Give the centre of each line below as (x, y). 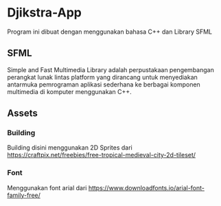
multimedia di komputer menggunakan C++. (69, 91)
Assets (22, 114)
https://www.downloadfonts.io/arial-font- (146, 187)
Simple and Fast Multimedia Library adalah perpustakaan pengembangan (110, 69)
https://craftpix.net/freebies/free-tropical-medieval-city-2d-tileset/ (102, 155)
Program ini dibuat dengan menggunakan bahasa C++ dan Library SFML (110, 32)
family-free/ (24, 195)
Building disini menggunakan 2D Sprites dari (70, 148)
